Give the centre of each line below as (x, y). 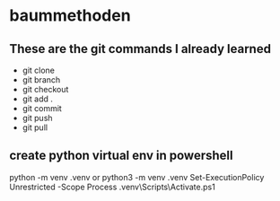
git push (37, 118)
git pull (35, 127)
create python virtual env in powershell (121, 156)
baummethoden (70, 16)
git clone (39, 70)
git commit (42, 108)
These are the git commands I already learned (140, 49)
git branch (41, 80)
